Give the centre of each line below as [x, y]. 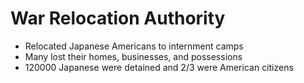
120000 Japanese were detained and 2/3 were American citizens [159, 67]
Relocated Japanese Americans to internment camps [134, 46]
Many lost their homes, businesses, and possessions [133, 56]
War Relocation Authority [118, 18]
